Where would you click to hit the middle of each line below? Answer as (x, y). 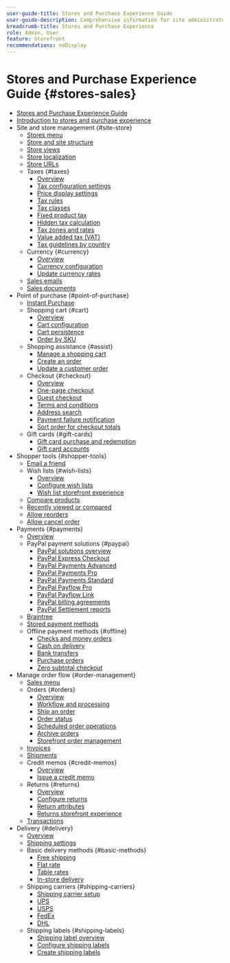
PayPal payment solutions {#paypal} (78, 543)
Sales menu (43, 682)
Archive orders (58, 733)
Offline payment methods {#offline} (77, 631)
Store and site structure (60, 142)
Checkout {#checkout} (59, 376)
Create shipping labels (69, 952)
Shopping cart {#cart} (58, 310)
